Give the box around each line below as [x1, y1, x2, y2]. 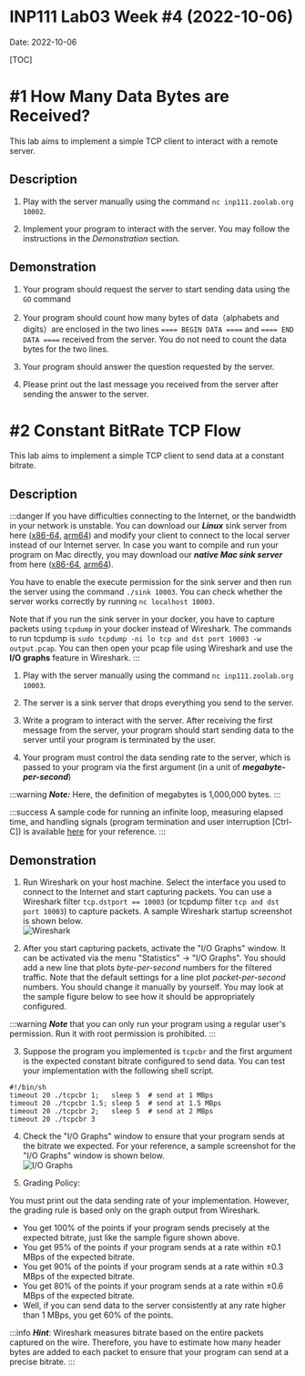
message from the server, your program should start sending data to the [22, 724, 294, 735]
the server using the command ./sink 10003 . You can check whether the [9, 586, 283, 598]
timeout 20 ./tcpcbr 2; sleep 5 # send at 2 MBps [9, 1107, 214, 1116]
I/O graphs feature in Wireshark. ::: [9, 652, 140, 663]
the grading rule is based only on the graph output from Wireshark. [9, 1205, 261, 1216]
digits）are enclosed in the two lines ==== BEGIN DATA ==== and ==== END [22, 323, 294, 334]
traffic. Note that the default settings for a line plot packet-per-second [22, 972, 286, 983]
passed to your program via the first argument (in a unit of [22, 762, 241, 773]
